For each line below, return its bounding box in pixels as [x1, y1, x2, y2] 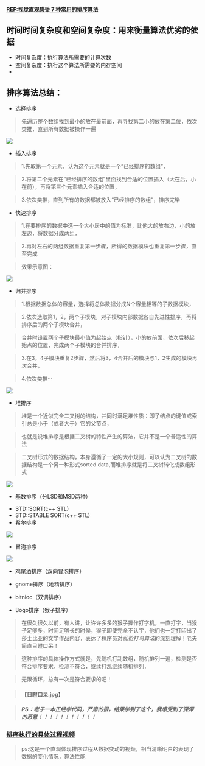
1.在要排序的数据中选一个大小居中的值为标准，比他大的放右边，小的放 [21, 222, 196, 230]
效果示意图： [21, 263, 54, 270]
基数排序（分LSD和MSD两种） [15, 493, 91, 501]
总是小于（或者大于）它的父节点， [26, 420, 113, 427]
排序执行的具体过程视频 [6, 730, 75, 739]
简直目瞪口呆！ [21, 642, 59, 650]
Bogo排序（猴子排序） [15, 606, 72, 614]
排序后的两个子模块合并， [21, 321, 86, 328]
